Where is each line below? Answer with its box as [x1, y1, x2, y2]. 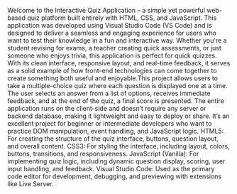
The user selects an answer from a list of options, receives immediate [7, 89, 211, 97]
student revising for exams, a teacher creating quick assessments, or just [7, 44, 222, 52]
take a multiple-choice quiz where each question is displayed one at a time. [7, 82, 228, 90]
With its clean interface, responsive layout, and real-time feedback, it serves [7, 59, 231, 67]
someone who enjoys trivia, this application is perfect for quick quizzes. [7, 51, 218, 60]
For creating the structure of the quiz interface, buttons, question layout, [7, 134, 219, 143]
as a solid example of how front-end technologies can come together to [7, 67, 218, 75]
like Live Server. [7, 180, 55, 188]
